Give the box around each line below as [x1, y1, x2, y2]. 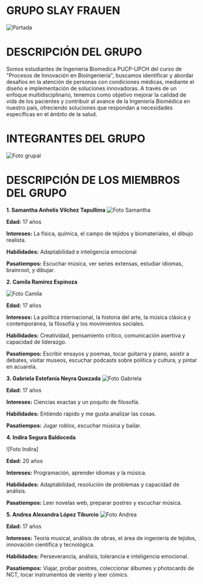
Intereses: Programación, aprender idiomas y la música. [6, 469, 147, 476]
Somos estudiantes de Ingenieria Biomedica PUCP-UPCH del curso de [6, 65, 182, 72]
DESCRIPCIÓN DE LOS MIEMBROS [6, 173, 181, 187]
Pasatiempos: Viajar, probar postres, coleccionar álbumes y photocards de [6, 564, 195, 572]
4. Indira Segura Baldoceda [6, 433, 76, 441]
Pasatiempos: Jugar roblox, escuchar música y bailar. [6, 422, 141, 429]
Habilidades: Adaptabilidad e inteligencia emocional [6, 248, 137, 255]
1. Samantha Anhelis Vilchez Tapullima [6, 206, 106, 214]
